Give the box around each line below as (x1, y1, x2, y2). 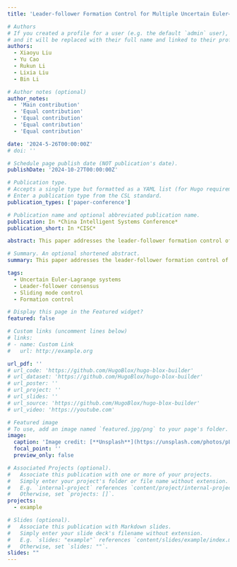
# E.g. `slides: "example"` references (7, 536, 131, 544)
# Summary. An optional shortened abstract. (7, 250, 140, 258)
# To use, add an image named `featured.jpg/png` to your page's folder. (7, 425, 229, 433)
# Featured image (7, 419, 59, 426)
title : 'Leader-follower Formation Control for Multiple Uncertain (7, 10, 210, 18)
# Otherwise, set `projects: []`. (7, 491, 115, 498)
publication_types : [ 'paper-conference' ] (7, 198, 131, 205)
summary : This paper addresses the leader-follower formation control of (7, 257, 229, 264)
